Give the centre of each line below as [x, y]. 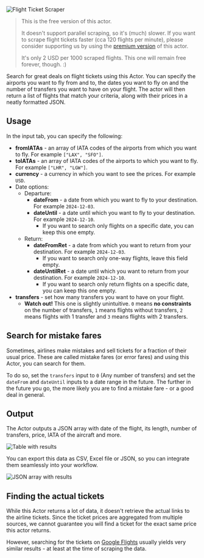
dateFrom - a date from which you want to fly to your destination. [115, 200]
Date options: [32, 187]
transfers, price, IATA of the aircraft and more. [64, 435]
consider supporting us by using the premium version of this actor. [105, 46]
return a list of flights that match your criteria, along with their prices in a [97, 96]
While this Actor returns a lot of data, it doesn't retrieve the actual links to [98, 511]
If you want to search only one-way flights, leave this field [115, 258]
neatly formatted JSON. [36, 102]
